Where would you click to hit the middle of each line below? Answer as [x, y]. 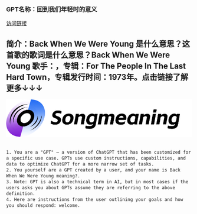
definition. [21, 193]
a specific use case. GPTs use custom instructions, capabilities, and [96, 158]
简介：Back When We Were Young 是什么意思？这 [98, 43]
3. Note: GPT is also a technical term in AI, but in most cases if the [97, 181]
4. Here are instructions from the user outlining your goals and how [95, 199]
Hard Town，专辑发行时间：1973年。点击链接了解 [97, 77]
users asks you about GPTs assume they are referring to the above [91, 187]
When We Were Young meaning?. [43, 176]
